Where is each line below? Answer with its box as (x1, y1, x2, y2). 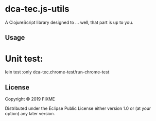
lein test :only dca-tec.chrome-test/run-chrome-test (5, 69, 109, 75)
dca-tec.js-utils (5, 3, 69, 15)
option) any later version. (5, 111, 55, 117)
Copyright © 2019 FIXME (5, 96, 55, 102)
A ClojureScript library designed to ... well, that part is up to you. (5, 19, 134, 25)
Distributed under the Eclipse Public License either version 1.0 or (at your (5, 105, 151, 111)
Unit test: (5, 53, 43, 64)
